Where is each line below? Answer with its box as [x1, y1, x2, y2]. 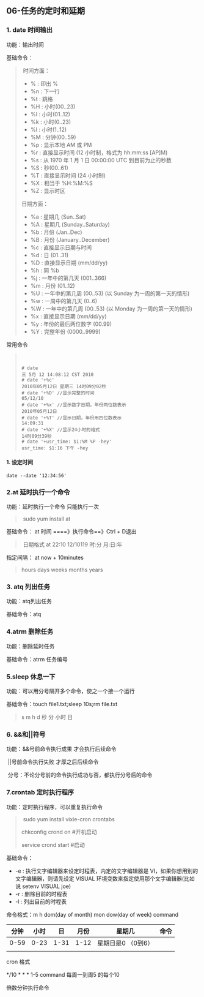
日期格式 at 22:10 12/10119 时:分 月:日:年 [23, 541, 123, 548]
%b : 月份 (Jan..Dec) [30, 228, 82, 236]
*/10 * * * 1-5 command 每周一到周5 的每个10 [6, 971, 120, 978]
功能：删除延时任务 [6, 642, 55, 650]
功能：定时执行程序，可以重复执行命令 [6, 803, 103, 810]
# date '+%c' [21, 377, 55, 383]
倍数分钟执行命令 [6, 984, 49, 991]
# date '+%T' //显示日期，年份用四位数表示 [21, 415, 122, 421]
